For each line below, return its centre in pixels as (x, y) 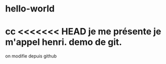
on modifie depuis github (31, 56)
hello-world (30, 9)
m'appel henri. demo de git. (64, 42)
